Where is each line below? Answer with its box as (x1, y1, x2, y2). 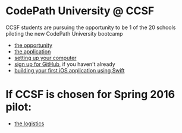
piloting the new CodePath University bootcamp (5, 30, 123, 37)
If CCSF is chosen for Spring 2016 (5, 88, 175, 102)
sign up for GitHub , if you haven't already (14, 61, 115, 68)
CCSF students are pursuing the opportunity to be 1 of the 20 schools (5, 24, 176, 31)
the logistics (14, 120, 45, 127)
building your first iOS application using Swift (14, 66, 125, 74)
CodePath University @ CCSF (5, 4, 155, 18)
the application (14, 47, 51, 55)
